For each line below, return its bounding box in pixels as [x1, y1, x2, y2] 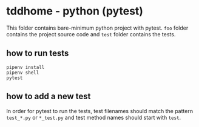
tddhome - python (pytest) [6, 4, 144, 18]
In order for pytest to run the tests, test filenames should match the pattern [6, 107, 193, 114]
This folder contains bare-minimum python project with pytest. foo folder [6, 24, 189, 31]
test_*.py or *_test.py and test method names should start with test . [6, 114, 181, 121]
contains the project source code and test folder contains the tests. [6, 30, 176, 37]
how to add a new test [6, 91, 91, 102]
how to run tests [6, 48, 69, 59]
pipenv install [6, 64, 45, 70]
